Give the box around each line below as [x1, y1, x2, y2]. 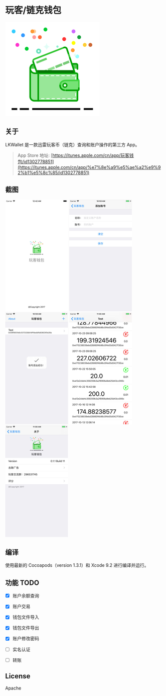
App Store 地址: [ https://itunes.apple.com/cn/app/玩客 [17, 152, 129, 158]
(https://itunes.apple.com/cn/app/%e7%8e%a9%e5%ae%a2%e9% [17, 164, 158, 170]
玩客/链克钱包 [5, 5, 62, 16]
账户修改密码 [12, 636, 39, 642]
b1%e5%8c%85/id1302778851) [25, 169, 90, 176]
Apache [5, 685, 22, 691]
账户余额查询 [12, 593, 39, 599]
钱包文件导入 [12, 614, 39, 620]
